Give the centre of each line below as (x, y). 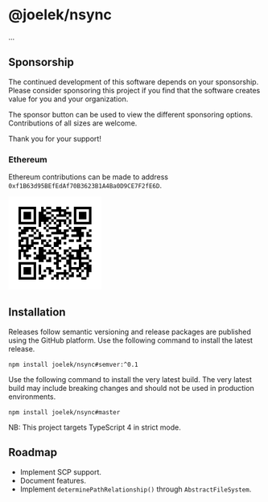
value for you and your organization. (68, 99)
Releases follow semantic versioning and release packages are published (130, 331)
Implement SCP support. (61, 471)
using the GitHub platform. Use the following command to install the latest (131, 340)
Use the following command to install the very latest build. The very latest (130, 379)
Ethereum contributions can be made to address (89, 177)
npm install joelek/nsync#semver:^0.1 (73, 364)
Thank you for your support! (55, 138)
